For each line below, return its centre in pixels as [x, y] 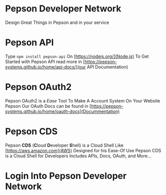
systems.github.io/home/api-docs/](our [45, 67]
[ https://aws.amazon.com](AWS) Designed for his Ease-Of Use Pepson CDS [83, 150]
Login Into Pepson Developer [66, 176]
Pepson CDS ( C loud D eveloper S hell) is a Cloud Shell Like [64, 145]
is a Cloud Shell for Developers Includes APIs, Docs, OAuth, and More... [78, 156]
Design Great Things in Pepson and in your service [57, 22]
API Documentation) [107, 67]
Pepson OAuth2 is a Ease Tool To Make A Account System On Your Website [83, 100]
